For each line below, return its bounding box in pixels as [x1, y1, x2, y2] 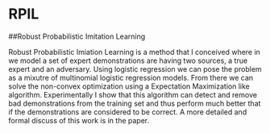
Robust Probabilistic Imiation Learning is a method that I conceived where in [8, 47, 260, 56]
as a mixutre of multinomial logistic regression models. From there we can [8, 73, 254, 82]
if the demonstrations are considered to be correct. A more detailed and [8, 106, 247, 117]
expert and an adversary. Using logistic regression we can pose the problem [8, 64, 262, 73]
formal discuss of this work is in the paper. [8, 115, 150, 125]
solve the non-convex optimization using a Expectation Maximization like [8, 81, 250, 91]
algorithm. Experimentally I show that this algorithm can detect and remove [8, 89, 258, 99]
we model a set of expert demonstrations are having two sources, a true [8, 56, 248, 65]
